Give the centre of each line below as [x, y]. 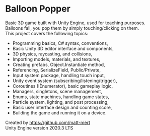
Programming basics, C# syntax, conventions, [60, 43]
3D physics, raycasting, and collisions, [52, 54]
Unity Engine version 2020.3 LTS [39, 128]
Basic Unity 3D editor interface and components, [63, 48]
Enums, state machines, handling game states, [61, 97]
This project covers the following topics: [47, 33]
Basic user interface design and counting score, [62, 107]
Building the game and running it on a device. [59, 113]
